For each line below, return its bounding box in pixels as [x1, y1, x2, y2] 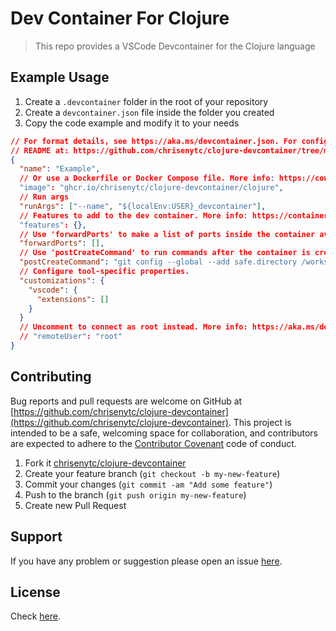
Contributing [10, 368, 92, 386]
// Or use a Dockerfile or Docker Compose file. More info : [19, 173, 275, 184]
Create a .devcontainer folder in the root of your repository [24, 95, 269, 107]
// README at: [10, 145, 70, 156]
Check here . [10, 610, 61, 622]
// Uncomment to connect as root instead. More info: [19, 322, 248, 332]
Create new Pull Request [24, 499, 127, 511]
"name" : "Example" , [19, 164, 101, 174]
